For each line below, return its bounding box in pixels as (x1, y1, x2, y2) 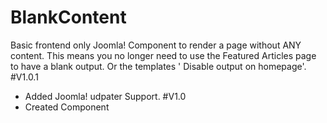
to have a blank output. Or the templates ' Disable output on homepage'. (10, 60, 307, 72)
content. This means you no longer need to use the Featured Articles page (10, 49, 317, 61)
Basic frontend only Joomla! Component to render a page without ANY (10, 39, 302, 51)
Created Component (24, 101, 110, 113)
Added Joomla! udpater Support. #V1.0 (24, 90, 187, 102)
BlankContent (10, 6, 127, 29)
